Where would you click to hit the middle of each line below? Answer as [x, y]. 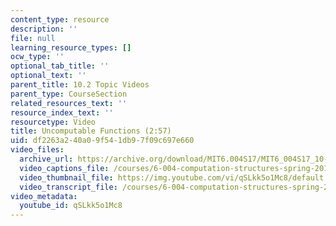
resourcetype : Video [53, 122]
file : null [33, 38]
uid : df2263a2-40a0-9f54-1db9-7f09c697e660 [102, 141]
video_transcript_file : [68, 187]
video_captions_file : [64, 168]
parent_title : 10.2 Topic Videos [80, 85]
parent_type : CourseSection [69, 94]
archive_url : [46, 159]
